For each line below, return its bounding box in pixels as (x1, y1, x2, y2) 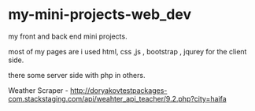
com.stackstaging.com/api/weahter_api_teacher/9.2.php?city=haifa (8, 94, 227, 103)
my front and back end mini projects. (8, 31, 128, 41)
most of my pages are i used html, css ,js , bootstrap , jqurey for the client (8, 46, 247, 56)
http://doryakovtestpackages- (69, 85, 168, 95)
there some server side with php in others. (8, 70, 146, 80)
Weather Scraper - (8, 85, 68, 95)
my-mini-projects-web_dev (8, 6, 191, 24)
